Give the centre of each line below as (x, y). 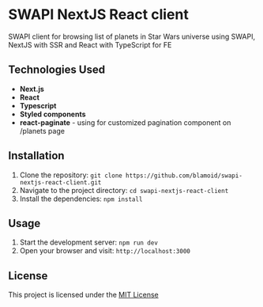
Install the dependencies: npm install (81, 199)
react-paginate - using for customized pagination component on (125, 122)
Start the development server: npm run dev (88, 242)
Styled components (53, 114)
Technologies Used (56, 70)
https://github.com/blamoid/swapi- (184, 176)
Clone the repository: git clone (71, 175)
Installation (36, 156)
